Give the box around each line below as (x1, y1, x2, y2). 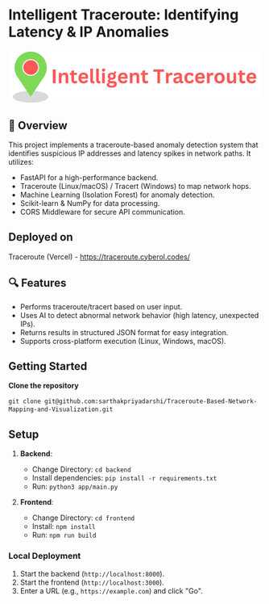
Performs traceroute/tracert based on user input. (19, 301, 183, 312)
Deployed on (8, 230, 74, 244)
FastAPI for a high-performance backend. (19, 172, 159, 182)
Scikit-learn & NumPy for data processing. (19, 198, 160, 208)
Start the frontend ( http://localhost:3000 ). (19, 577, 165, 587)
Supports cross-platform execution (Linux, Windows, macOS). (19, 336, 227, 346)
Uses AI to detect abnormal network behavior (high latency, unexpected (19, 310, 259, 320)
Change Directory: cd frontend (31, 513, 135, 522)
